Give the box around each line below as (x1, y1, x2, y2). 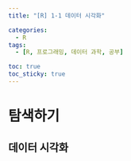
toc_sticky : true (8, 70, 66, 78)
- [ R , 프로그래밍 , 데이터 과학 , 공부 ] (15, 49, 124, 57)
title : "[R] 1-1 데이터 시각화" (8, 11, 106, 20)
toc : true (8, 63, 41, 71)
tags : (8, 41, 26, 49)
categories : (8, 26, 48, 34)
